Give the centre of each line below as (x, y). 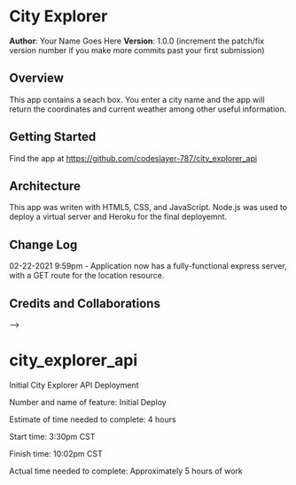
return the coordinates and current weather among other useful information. (148, 109)
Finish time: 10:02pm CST (56, 453)
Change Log (43, 244)
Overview (37, 78)
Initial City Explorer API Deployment (74, 385)
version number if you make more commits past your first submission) (137, 50)
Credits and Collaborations (85, 303)
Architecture (45, 186)
